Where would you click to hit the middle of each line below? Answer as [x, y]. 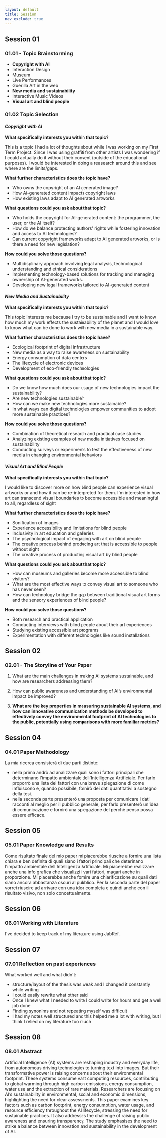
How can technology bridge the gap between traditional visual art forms [86, 594]
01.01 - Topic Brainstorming [39, 53]
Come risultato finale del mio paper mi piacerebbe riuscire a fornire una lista [83, 856]
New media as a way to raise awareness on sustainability [71, 352]
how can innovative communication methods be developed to [77, 711]
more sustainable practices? [41, 414]
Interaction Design [31, 70]
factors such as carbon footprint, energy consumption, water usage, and [80, 1105]
